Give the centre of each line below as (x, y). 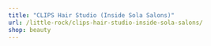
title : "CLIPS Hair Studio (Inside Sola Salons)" (92, 15)
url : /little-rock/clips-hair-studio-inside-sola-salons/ (105, 23)
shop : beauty (30, 30)
